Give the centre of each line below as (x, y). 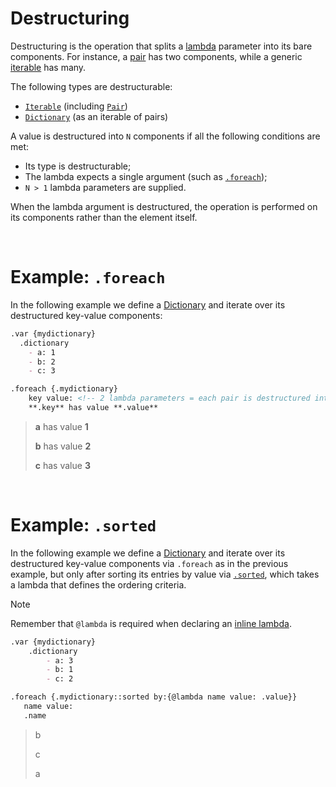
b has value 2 (63, 446)
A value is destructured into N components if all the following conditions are (165, 136)
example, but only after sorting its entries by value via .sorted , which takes (165, 574)
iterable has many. (48, 67)
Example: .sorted (83, 525)
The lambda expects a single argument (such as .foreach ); (146, 176)
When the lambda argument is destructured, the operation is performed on (164, 206)
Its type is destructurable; (78, 166)
